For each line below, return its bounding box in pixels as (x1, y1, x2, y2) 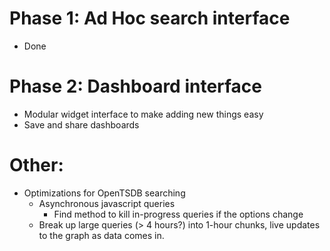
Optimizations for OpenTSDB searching (23, 187, 186, 199)
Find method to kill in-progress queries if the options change (53, 208, 304, 220)
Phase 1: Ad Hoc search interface (9, 7, 291, 30)
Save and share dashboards (23, 118, 140, 131)
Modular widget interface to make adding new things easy (23, 108, 264, 120)
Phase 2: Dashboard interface (9, 75, 263, 98)
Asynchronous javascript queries (38, 197, 176, 209)
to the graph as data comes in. (38, 229, 165, 241)
